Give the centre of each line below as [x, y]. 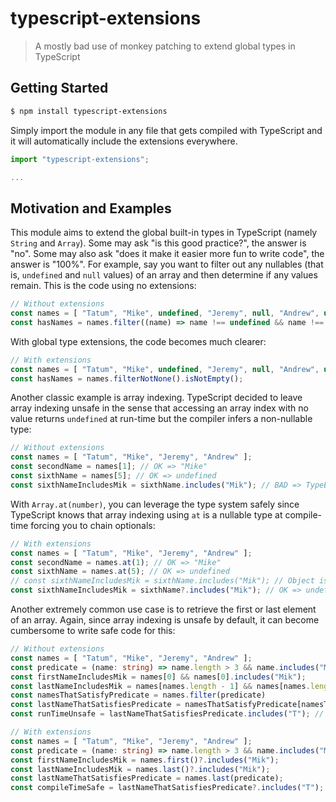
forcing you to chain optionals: [93, 525]
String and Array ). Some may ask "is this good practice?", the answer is [158, 243]
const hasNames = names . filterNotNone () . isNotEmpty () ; [127, 378]
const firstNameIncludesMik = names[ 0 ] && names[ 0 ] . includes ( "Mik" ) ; [158, 677]
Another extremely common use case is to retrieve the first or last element [163, 609]
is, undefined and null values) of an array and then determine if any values [164, 275]
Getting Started [59, 88]
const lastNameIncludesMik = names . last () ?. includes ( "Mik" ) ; [140, 769]
